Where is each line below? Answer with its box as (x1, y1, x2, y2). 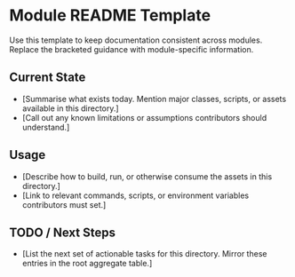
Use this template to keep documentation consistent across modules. (9, 35, 263, 45)
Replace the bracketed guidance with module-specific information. (9, 44, 254, 54)
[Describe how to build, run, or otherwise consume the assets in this (21, 170, 273, 182)
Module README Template (9, 5, 211, 26)
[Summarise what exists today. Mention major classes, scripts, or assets (21, 93, 287, 104)
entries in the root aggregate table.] (21, 258, 153, 269)
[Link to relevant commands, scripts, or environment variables (21, 190, 250, 201)
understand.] (21, 122, 70, 132)
